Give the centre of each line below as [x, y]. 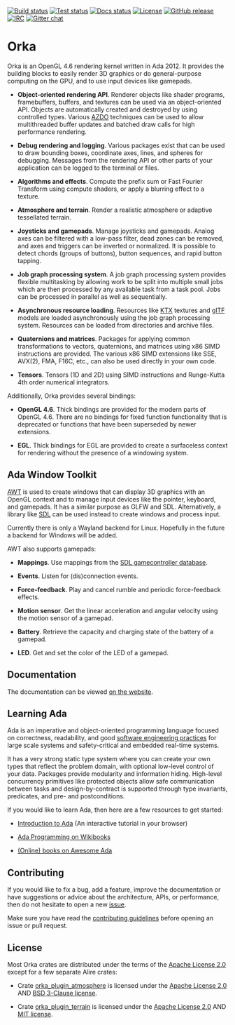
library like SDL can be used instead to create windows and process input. [114, 514]
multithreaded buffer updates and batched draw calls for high [106, 124]
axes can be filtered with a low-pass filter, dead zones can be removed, [120, 238]
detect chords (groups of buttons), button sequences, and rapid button [120, 253]
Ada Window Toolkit [52, 475]
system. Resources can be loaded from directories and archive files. [116, 325]
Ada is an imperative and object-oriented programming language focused [113, 730]
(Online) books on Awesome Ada [65, 851]
